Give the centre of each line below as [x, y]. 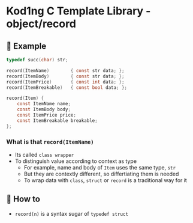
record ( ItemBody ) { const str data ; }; [65, 76]
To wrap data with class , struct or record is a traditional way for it [105, 180]
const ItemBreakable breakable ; [57, 121]
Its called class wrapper [44, 154]
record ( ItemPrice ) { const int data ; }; [65, 82]
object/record [41, 24]
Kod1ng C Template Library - [79, 11]
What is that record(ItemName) [50, 141]
